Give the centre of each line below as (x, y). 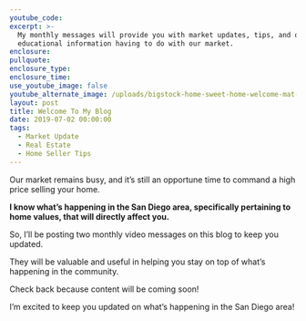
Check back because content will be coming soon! (104, 289)
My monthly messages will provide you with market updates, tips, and (154, 35)
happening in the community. (64, 271)
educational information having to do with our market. (126, 43)
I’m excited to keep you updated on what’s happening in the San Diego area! (152, 306)
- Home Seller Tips (55, 153)
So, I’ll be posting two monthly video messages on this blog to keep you (144, 234)
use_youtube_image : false (58, 86)
